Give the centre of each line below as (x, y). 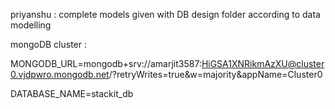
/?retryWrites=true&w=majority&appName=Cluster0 (215, 74)
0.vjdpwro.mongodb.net (60, 74)
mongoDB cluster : (49, 44)
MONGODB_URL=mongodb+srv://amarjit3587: (106, 63)
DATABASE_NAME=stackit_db (72, 93)
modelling (31, 25)
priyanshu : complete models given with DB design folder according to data (165, 14)
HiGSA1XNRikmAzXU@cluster (263, 63)
